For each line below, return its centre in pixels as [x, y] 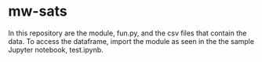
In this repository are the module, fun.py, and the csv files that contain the [127, 33]
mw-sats [38, 11]
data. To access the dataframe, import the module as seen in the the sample [131, 41]
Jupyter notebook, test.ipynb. [56, 49]
